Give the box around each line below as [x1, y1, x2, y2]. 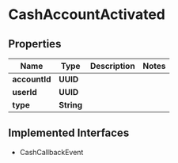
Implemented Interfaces [8, 127, 130, 140]
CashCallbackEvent [19, 147, 84, 157]
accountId [12, 74, 51, 85]
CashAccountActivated [8, 6, 166, 24]
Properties [8, 37, 62, 51]
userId [12, 87, 37, 97]
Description [89, 61, 136, 71]
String [59, 100, 83, 110]
